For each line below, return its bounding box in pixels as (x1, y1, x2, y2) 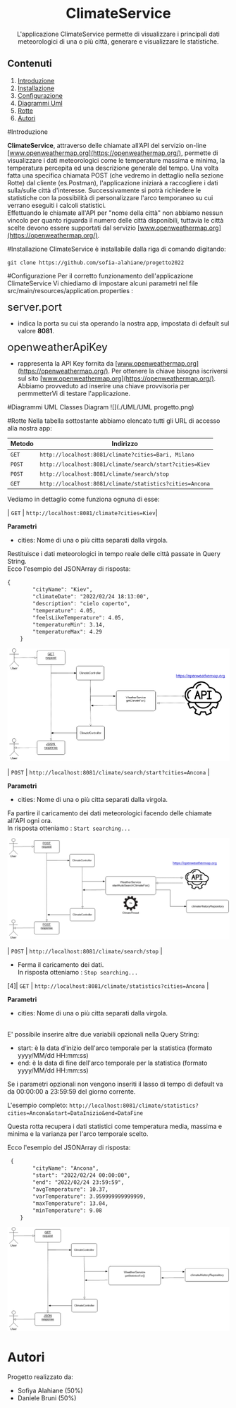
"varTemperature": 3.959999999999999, (32, 1192, 147, 1200)
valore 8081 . (17, 326, 55, 335)
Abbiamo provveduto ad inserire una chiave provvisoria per (17, 381, 190, 390)
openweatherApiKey (7, 340, 108, 354)
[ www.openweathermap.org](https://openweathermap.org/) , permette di (7, 149, 218, 157)
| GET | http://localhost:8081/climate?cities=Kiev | (7, 508, 158, 517)
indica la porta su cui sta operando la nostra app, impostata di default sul (17, 319, 230, 328)
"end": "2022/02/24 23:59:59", (32, 1178, 125, 1186)
